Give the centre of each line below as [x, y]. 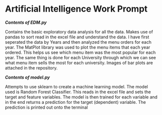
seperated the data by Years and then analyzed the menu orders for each [78, 42]
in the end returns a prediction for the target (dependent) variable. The [76, 102]
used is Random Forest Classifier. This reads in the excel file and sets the [78, 92]
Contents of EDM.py [26, 22]
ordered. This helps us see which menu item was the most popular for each [81, 52]
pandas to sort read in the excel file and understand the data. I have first [77, 37]
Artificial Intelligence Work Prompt [76, 9]
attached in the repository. [32, 68]
